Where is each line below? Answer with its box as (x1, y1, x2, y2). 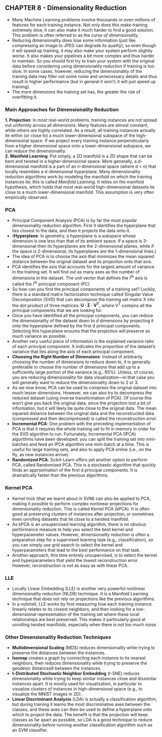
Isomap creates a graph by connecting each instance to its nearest (12, 655, 146, 661)
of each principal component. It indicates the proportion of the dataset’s (12, 344, 156, 350)
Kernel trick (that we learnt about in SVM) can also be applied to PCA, (12, 496, 151, 501)
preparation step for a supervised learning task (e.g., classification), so (12, 537, 153, 543)
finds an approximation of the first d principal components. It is (12, 467, 138, 473)
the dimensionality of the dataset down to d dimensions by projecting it (12, 318, 154, 324)
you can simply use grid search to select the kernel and (12, 542, 123, 547)
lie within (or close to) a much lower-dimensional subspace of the (5, 133, 135, 139)
